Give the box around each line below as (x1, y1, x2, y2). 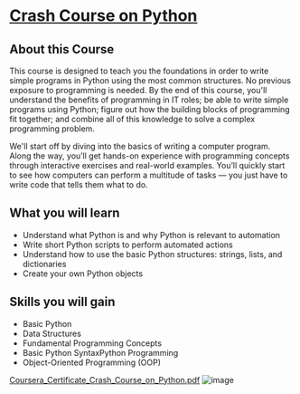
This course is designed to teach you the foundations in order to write (9, 65, 269, 76)
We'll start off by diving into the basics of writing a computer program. (9, 141, 271, 151)
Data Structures (22, 328, 81, 339)
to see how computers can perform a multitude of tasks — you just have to (9, 169, 288, 180)
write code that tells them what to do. (9, 179, 148, 190)
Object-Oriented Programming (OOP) (22, 357, 161, 368)
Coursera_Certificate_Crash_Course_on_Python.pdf (9, 374, 201, 385)
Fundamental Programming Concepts (22, 337, 163, 349)
